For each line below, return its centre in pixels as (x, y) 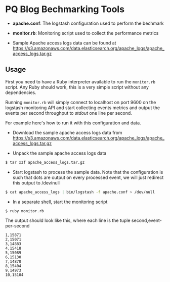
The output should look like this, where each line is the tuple (68, 220)
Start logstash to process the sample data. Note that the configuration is (88, 172)
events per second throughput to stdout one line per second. (69, 113)
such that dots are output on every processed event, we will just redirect (88, 177)
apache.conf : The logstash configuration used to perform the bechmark (88, 23)
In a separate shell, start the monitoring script (60, 202)
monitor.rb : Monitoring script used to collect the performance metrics (86, 33)
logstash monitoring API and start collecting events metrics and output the (83, 108)
